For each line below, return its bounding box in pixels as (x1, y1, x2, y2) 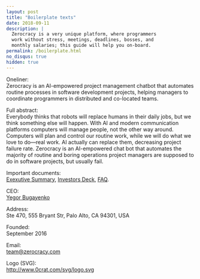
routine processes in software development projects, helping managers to (6, 88, 189, 96)
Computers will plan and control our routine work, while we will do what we (6, 132, 192, 139)
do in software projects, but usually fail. (6, 158, 104, 165)
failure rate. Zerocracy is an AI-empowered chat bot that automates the (6, 145, 182, 152)
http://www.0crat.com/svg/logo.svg (6, 266, 95, 273)
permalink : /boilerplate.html (6, 48, 82, 54)
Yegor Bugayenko (6, 194, 50, 201)
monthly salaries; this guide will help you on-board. (11, 43, 151, 49)
